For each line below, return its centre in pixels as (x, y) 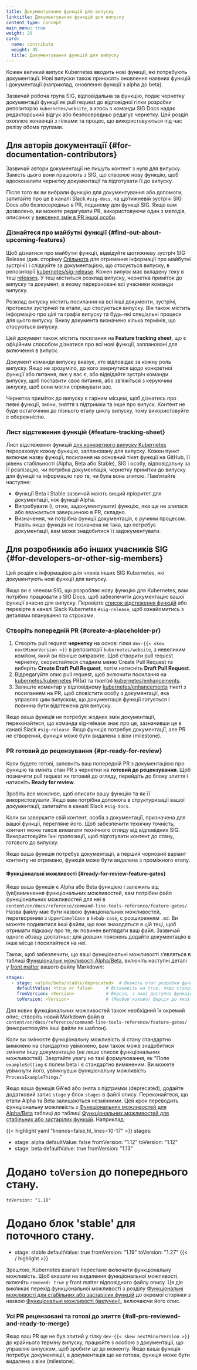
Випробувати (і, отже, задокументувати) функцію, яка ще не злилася (101, 506)
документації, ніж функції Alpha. (55, 500)
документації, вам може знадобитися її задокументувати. (88, 531)
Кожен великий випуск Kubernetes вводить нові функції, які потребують (97, 72)
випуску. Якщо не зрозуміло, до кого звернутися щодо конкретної (89, 368)
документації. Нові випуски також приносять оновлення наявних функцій (98, 78)
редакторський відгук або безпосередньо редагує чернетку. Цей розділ (97, 114)
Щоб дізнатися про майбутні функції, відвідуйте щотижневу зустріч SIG (96, 252)
